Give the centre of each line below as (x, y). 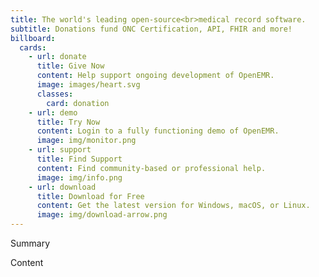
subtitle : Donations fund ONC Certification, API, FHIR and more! (151, 29)
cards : (33, 47)
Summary (30, 243)
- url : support (60, 150)
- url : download (62, 187)
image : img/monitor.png (86, 141)
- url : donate (57, 57)
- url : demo (53, 112)
